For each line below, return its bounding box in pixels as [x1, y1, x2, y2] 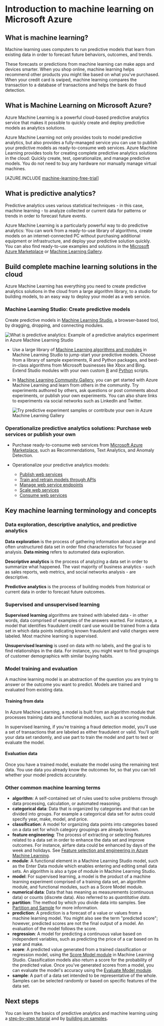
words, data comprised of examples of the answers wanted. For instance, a [5, 617, 157, 624]
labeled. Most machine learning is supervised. [5, 633, 98, 639]
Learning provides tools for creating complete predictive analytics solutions [5, 150, 158, 156]
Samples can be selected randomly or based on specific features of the [12, 978, 157, 984]
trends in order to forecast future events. [5, 212, 87, 219]
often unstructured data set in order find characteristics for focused [5, 544, 142, 550]
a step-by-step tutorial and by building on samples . [5, 1015, 108, 1021]
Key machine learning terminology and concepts [5, 506, 157, 515]
